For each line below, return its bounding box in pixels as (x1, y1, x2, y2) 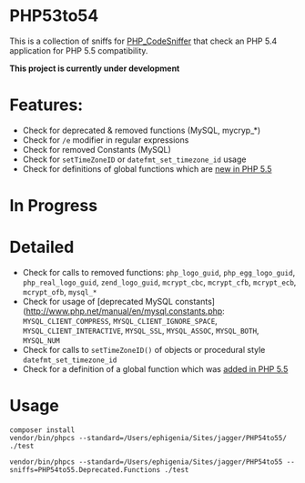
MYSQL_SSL (125, 327, 163, 336)
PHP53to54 (9, 5, 99, 26)
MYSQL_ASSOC (167, 327, 212, 336)
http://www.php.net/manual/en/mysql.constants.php (25, 306, 223, 317)
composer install (9, 425, 76, 435)
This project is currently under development (9, 63, 180, 74)
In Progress (9, 196, 98, 216)
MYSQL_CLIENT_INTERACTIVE (22, 327, 121, 336)
